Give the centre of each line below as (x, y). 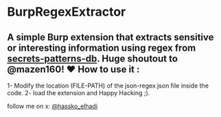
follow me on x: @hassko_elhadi (53, 106)
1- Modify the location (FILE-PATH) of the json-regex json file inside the (108, 86)
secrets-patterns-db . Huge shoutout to (93, 58)
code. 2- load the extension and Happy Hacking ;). (79, 93)
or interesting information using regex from (102, 48)
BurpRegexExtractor (67, 12)
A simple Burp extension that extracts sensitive (110, 37)
